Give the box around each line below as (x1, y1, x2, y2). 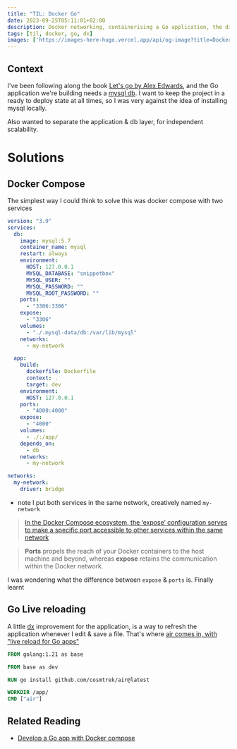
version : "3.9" (7, 217, 52, 224)
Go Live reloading (7, 604, 86, 616)
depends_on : (20, 440, 55, 447)
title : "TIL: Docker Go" (7, 10, 80, 18)
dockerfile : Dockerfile (25, 368, 97, 375)
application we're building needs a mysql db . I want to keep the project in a (7, 89, 226, 97)
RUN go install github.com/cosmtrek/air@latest (7, 676, 150, 683)
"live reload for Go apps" (7, 637, 80, 645)
